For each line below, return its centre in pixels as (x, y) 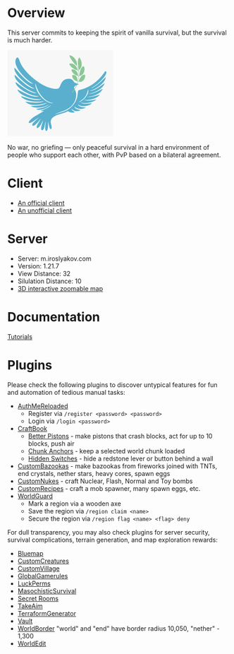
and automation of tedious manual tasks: (66, 392)
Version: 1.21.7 (38, 266)
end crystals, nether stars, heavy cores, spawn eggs (94, 473)
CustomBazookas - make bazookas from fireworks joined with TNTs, (117, 466)
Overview (36, 13)
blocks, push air (51, 444)
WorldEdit (32, 643)
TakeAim (30, 606)
